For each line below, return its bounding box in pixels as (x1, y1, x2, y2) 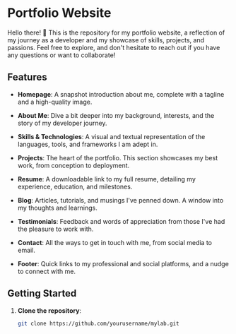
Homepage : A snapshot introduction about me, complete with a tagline (17, 90, 225, 98)
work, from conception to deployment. (17, 161, 130, 169)
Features (7, 71, 47, 83)
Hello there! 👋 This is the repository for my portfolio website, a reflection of (7, 28, 225, 37)
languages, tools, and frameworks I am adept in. (17, 140, 158, 148)
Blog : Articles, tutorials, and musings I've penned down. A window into (17, 196, 224, 204)
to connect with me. (17, 267, 76, 275)
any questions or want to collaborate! (7, 51, 116, 59)
